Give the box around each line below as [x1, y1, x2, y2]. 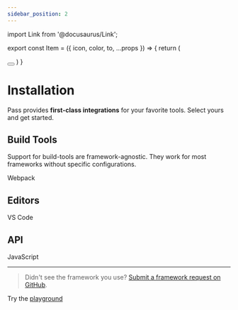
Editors [7, 194, 40, 206]
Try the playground [7, 294, 63, 302]
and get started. [7, 113, 55, 121]
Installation [7, 82, 75, 98]
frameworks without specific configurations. [7, 160, 137, 169]
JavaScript [7, 253, 39, 261]
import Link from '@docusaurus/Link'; [7, 30, 118, 38]
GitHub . [24, 281, 47, 289]
